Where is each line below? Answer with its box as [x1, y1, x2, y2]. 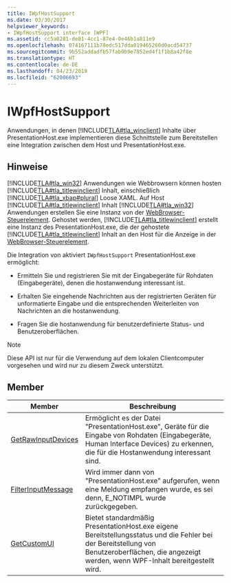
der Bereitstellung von [85, 538, 157, 548]
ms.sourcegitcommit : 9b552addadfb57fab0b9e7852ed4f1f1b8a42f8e [7, 49, 192, 56]
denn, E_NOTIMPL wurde [85, 493, 166, 503]
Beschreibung [129, 401, 177, 411]
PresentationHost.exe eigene [85, 521, 179, 531]
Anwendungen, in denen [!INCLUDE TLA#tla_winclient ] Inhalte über [7, 126, 197, 135]
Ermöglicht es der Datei [85, 413, 161, 423]
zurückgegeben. [85, 501, 138, 511]
